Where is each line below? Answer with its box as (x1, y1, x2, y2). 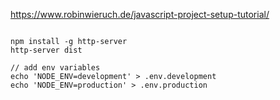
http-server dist (10, 45, 83, 55)
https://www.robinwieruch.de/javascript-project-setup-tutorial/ (10, 9, 270, 20)
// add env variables (10, 63, 101, 73)
